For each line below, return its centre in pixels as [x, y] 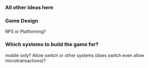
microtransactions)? [26, 61]
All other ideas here [29, 7]
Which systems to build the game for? [52, 45]
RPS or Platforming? [26, 32]
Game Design [22, 20]
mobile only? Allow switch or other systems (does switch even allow [75, 55]
